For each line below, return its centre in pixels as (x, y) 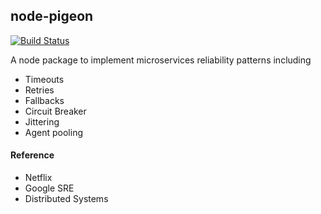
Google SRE (49, 188)
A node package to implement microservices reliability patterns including (161, 60)
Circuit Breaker (55, 111)
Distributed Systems (66, 199)
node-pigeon (52, 16)
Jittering (42, 121)
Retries (39, 90)
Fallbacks (44, 100)
